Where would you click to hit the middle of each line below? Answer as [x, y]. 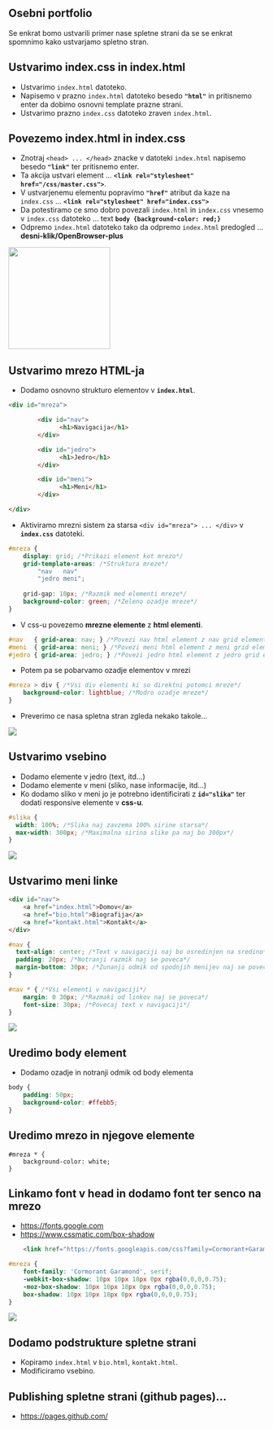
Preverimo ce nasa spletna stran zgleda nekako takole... [114, 716]
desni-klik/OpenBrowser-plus [71, 236]
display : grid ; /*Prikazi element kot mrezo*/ [103, 556]
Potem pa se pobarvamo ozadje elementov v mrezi [105, 671]
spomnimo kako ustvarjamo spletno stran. [78, 42]
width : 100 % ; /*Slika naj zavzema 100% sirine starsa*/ [112, 825]
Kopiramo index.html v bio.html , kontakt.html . [99, 1362]
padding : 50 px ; [49, 1095]
